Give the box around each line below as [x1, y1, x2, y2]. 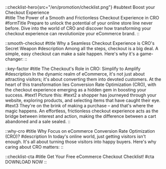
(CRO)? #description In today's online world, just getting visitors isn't [5, 134, 146, 139]
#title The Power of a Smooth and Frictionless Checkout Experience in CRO [5, 15, 160, 20]
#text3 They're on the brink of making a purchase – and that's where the [5, 103, 154, 108]
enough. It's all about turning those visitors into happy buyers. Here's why [5, 139, 157, 145]
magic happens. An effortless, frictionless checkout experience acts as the [5, 108, 159, 114]
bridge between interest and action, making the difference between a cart [5, 113, 157, 119]
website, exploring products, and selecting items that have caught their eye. [5, 97, 161, 103]
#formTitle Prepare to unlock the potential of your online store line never [5, 20, 153, 26]
